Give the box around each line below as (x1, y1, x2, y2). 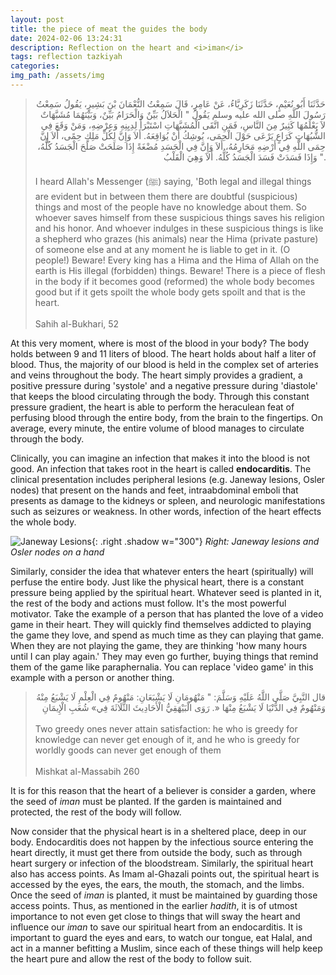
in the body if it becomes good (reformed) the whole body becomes (34, 275, 315, 287)
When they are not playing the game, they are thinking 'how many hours (10, 639, 308, 651)
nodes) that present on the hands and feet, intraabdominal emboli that (10, 484, 299, 496)
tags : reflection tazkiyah (10, 52, 123, 62)
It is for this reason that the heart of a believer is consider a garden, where (10, 784, 317, 796)
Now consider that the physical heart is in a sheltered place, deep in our (10, 825, 307, 837)
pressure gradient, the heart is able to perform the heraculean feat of (10, 401, 295, 413)
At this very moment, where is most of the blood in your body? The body (10, 337, 310, 349)
